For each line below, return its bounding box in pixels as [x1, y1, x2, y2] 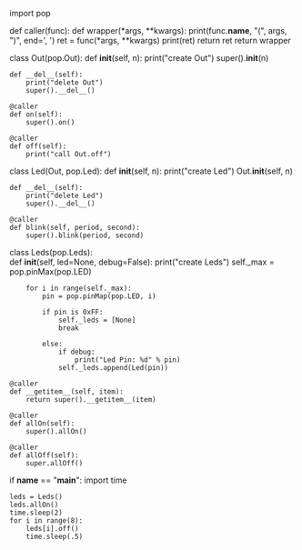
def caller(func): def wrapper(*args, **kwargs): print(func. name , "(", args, [9, 25, 287, 35]
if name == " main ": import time [9, 475, 127, 485]
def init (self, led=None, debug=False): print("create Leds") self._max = [9, 256, 275, 267]
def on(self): [9, 110, 64, 119]
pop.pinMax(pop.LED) [9, 266, 93, 276]
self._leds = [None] [57, 315, 136, 325]
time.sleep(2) [9, 508, 64, 517]
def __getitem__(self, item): [9, 387, 125, 396]
